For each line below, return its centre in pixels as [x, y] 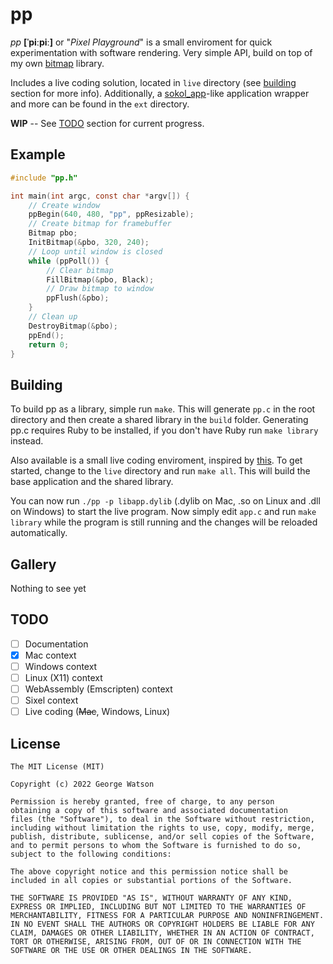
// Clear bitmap [80, 270]
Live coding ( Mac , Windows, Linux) [97, 712]
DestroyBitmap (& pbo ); [73, 326]
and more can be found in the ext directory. [100, 104]
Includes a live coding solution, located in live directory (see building [153, 82]
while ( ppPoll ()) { [69, 261]
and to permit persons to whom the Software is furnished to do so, [156, 846]
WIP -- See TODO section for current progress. [107, 123]
